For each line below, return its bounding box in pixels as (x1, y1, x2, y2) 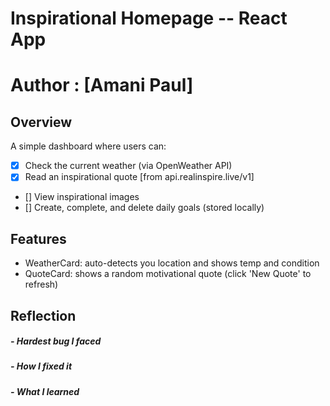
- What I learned (10, 385, 80, 397)
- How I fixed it (10, 360, 73, 372)
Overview (10, 113, 73, 131)
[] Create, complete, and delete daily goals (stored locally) (24, 202, 265, 214)
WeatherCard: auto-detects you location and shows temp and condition (24, 257, 320, 269)
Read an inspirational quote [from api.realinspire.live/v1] (24, 171, 255, 183)
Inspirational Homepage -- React (10, 7, 288, 30)
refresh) (24, 278, 59, 291)
